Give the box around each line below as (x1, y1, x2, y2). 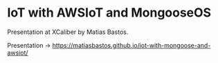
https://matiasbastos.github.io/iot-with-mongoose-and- (52, 41, 211, 49)
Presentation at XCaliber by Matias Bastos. (7, 28, 129, 36)
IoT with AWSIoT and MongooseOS (7, 5, 212, 21)
